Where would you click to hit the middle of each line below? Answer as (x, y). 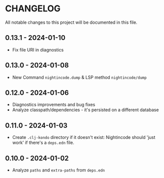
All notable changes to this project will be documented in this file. (71, 22)
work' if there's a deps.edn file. (43, 143)
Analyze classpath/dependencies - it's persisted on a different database (85, 110)
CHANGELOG (33, 9)
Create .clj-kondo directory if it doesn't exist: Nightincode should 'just (84, 137)
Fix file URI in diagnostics (38, 49)
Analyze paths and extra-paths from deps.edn (58, 170)
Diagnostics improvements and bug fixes (54, 105)
